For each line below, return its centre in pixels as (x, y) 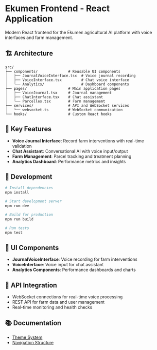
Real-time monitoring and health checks (52, 307)
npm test (14, 233)
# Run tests (17, 228)
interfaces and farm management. (39, 38)
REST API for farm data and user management (58, 302)
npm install (17, 193)
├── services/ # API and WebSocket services (67, 105)
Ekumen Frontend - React (58, 9)
